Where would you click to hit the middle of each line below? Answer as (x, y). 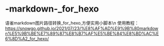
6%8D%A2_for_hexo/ (27, 38)
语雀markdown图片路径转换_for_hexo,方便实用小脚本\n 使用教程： (72, 23)
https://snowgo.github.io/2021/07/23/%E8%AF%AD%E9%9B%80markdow (82, 28)
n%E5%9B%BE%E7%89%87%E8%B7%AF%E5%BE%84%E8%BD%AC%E (82, 33)
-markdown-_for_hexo (52, 9)
